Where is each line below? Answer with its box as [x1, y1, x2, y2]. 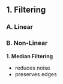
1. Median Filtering [6, 52, 53, 59]
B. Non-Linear [6, 39, 48, 47]
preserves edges [14, 70, 57, 77]
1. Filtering [6, 5, 46, 15]
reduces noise [14, 64, 50, 71]
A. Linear [6, 23, 33, 31]
